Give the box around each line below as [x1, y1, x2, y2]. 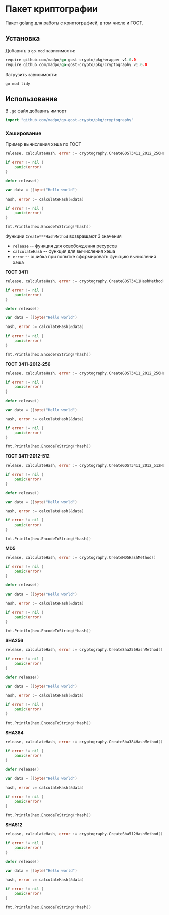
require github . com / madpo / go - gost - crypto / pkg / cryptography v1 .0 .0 [5, 62, 147, 67]
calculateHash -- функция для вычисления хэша [12, 248, 116, 254]
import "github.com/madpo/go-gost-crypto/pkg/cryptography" [5, 118, 134, 123]
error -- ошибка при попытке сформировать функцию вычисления [12, 254, 156, 260]
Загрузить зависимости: [5, 71, 58, 77]
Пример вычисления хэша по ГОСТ [5, 141, 82, 147]
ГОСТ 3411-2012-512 [5, 453, 50, 459]
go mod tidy [5, 81, 30, 86]
